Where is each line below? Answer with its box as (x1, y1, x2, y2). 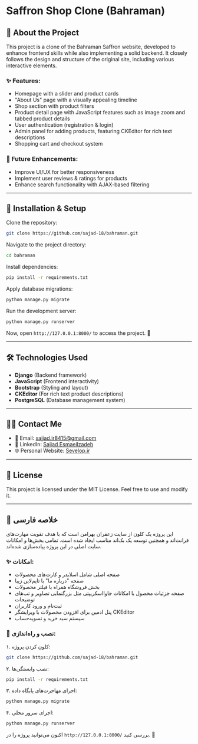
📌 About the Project (6, 28, 80, 38)
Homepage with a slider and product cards (14, 90, 119, 97)
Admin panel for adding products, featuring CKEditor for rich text (14, 128, 173, 135)
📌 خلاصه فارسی (6, 515, 58, 525)
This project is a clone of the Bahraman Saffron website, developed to (6, 43, 176, 50)
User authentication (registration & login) (14, 121, 114, 129)
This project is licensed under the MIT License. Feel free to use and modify (6, 486, 188, 493)
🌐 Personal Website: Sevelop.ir (14, 447, 90, 455)
